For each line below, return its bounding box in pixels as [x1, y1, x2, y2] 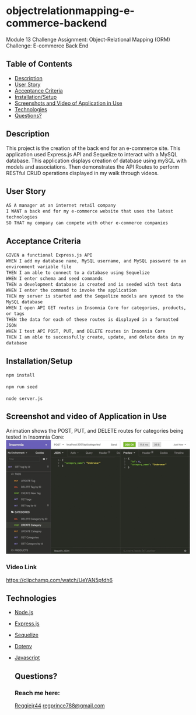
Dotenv [14, 643, 32, 650]
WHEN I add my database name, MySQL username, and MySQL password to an [6, 258, 187, 264]
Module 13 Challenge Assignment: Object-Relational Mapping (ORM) [6, 36, 170, 43]
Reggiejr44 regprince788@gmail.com [14, 702, 105, 709]
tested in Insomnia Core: [6, 433, 65, 440]
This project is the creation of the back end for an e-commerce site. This [6, 145, 181, 152]
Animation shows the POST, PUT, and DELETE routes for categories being [6, 427, 184, 434]
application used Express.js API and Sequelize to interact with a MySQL [6, 150, 178, 158]
